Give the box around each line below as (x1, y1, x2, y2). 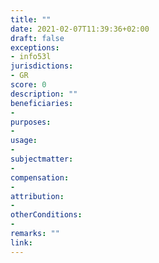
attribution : (10, 191, 65, 201)
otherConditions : (10, 210, 83, 220)
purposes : (10, 117, 52, 127)
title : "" (10, 14, 52, 25)
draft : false (10, 33, 65, 43)
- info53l (10, 52, 52, 62)
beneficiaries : (10, 98, 74, 108)
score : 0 (10, 80, 47, 90)
